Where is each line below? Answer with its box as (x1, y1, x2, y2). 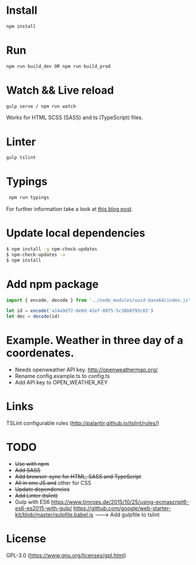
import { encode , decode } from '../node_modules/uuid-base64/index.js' (6, 297, 191, 303)
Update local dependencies (6, 227, 145, 240)
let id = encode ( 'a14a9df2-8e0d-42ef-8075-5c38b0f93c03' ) (6, 308, 154, 314)
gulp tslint (6, 155, 36, 161)
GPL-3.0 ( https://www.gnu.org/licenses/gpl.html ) (6, 551, 127, 559)
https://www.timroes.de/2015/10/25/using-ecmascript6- (51, 499, 189, 505)
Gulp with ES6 (14, 499, 50, 505)
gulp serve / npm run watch (6, 103, 76, 109)
